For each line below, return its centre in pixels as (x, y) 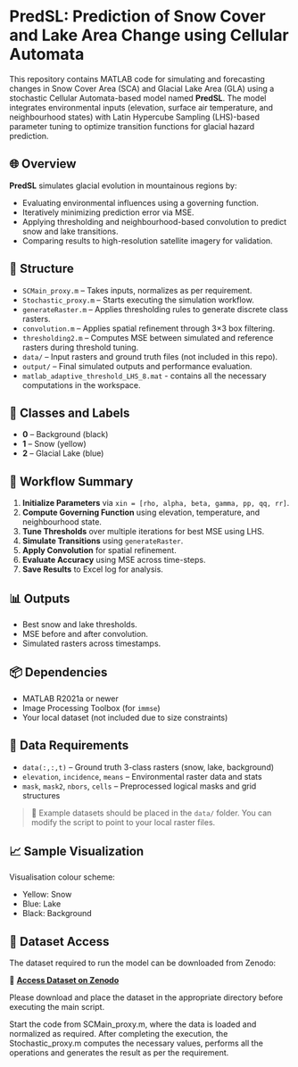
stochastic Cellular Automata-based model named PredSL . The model (138, 98)
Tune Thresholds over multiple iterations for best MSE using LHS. (143, 532)
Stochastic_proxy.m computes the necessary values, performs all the (136, 1043)
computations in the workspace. (81, 385)
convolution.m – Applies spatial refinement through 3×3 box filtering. (148, 328)
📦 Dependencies (58, 672)
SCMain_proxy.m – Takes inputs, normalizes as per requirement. (137, 290)
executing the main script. (57, 1007)
